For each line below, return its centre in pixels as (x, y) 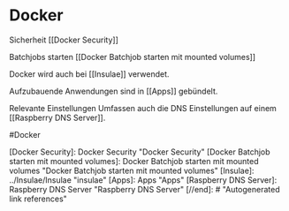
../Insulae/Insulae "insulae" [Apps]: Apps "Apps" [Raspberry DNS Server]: (143, 180)
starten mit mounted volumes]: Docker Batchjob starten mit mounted (134, 161)
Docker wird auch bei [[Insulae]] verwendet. (89, 74)
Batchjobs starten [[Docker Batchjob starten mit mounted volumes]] (133, 57)
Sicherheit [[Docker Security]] (64, 40)
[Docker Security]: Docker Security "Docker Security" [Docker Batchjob (140, 152)
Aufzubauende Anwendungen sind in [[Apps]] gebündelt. (114, 91)
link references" (38, 199)
